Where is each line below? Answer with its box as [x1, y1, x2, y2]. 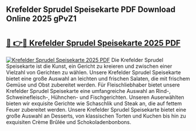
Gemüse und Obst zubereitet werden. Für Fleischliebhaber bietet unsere [6, 81, 180, 88]
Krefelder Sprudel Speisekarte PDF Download [6, 5, 176, 15]
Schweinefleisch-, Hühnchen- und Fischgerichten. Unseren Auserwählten [6, 94, 184, 101]
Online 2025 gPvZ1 [6, 14, 77, 24]
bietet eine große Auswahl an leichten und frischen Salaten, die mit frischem [6, 75, 190, 82]
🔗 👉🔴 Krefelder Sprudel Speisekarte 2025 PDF [6, 38, 181, 48]
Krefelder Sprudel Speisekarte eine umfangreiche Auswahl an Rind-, [6, 88, 171, 94]
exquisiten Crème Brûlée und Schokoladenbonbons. [6, 119, 132, 125]
